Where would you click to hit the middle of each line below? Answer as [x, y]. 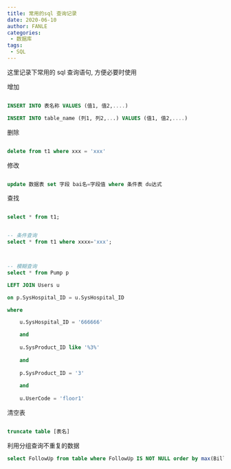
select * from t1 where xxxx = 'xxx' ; [59, 242]
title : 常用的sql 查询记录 [42, 13]
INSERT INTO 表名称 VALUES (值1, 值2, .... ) [68, 106]
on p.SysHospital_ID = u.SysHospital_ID [66, 297]
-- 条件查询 [22, 236]
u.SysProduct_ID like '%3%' [59, 347]
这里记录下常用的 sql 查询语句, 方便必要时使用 [72, 72]
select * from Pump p [38, 273]
